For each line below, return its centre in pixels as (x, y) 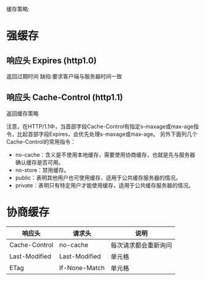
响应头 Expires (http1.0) (51, 60)
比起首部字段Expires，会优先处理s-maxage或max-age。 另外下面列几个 (107, 134)
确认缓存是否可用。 (39, 162)
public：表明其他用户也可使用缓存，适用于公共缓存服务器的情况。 (98, 178)
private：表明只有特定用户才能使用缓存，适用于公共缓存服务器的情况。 (104, 185)
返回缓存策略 (22, 113)
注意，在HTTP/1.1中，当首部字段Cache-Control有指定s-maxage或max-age (100, 126)
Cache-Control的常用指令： (41, 141)
